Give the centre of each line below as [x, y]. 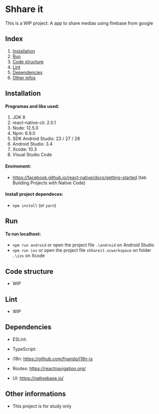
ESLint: [20, 339]
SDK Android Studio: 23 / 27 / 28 [46, 139]
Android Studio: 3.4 [32, 144]
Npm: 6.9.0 [24, 133]
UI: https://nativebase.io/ [38, 378]
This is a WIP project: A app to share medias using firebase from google [79, 23]
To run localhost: [23, 234]
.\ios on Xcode [28, 256]
